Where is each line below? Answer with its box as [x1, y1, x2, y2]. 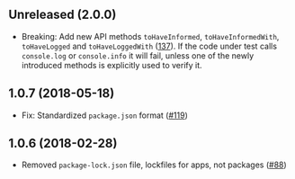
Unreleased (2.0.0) [8, 7, 117, 22]
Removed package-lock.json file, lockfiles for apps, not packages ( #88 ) [21, 159, 287, 170]
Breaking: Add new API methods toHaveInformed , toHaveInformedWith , [21, 31, 280, 41]
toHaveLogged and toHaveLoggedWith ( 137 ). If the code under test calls [21, 40, 278, 51]
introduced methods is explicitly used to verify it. [21, 59, 203, 70]
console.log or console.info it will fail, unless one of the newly [21, 49, 255, 61]
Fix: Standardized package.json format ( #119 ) [21, 110, 188, 121]
